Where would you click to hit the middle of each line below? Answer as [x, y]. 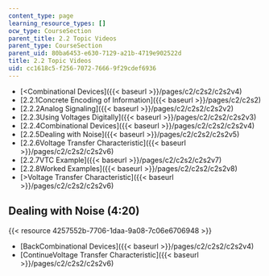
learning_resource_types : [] [57, 23]
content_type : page [41, 16]
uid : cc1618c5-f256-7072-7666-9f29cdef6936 [83, 69]
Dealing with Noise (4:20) [74, 211]
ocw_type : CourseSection [50, 31]
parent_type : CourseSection [56, 46]
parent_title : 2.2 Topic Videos [62, 38]
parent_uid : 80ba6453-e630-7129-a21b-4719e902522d [95, 53]
